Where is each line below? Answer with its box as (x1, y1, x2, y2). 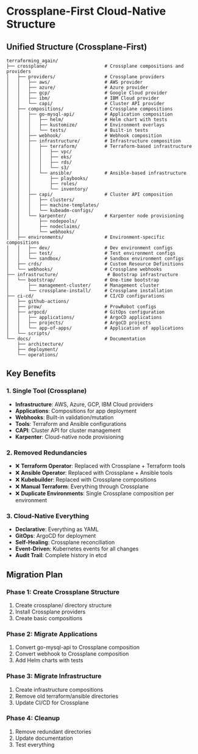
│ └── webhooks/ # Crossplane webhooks (6, 266, 163, 273)
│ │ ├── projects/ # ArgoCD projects (6, 320, 151, 326)
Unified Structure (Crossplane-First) (6, 42, 147, 52)
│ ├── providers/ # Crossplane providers (6, 74, 165, 80)
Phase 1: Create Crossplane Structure (6, 588, 120, 596)
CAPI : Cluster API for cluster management (15, 426, 121, 434)
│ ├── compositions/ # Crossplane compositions (6, 106, 173, 112)
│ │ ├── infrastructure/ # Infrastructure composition (6, 138, 182, 144)
